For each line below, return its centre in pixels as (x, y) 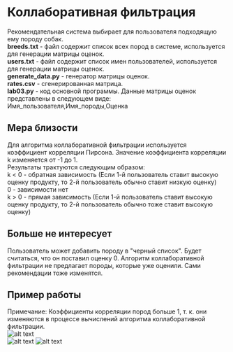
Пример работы (44, 295)
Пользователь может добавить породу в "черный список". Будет (104, 251)
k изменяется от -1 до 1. (43, 160)
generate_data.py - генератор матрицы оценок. (78, 76)
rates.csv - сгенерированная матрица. (65, 83)
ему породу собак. (36, 38)
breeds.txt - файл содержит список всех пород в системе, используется (116, 46)
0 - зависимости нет (38, 189)
